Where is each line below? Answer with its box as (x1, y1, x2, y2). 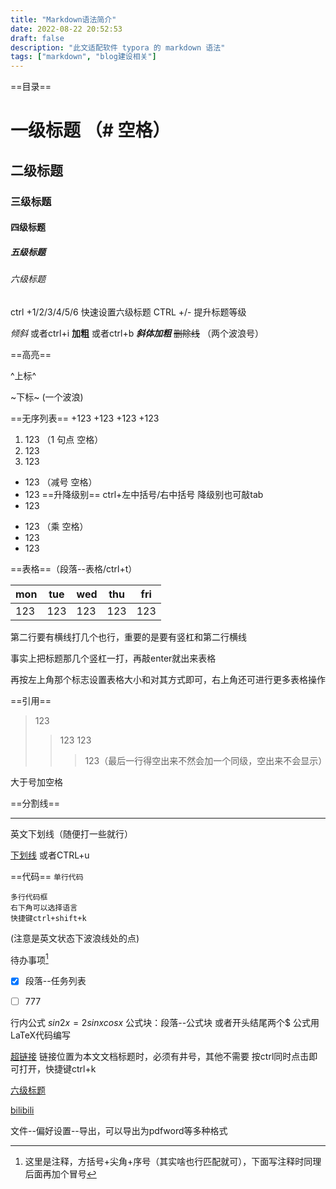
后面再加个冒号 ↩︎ (24, 1167, 97, 1180)
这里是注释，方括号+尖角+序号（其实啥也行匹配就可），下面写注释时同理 (24, 1155, 322, 1167)
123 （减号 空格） (24, 476, 98, 488)
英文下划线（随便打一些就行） (10, 827, 133, 840)
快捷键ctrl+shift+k (10, 913, 87, 923)
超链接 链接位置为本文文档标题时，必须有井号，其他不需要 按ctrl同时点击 (10, 1050, 310, 1062)
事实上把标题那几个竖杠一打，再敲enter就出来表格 (10, 652, 217, 664)
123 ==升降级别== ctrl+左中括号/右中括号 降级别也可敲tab (24, 488, 264, 500)
